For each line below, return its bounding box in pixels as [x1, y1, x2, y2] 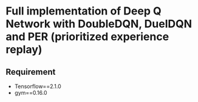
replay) [5, 43, 43, 57]
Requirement [5, 66, 56, 77]
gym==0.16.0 [14, 89, 47, 96]
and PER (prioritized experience [5, 30, 169, 43]
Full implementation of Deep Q [5, 4, 162, 18]
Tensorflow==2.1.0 [14, 83, 61, 90]
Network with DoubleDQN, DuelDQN [5, 17, 193, 31]
